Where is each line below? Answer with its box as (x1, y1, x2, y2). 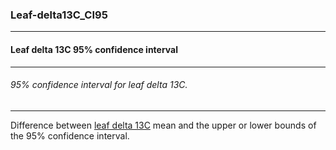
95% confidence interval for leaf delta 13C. (10, 79, 188, 91)
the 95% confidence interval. (10, 129, 130, 142)
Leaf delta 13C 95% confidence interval (10, 43, 179, 55)
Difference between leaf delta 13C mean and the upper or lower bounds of (10, 119, 317, 131)
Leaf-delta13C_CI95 (10, 8, 108, 22)
